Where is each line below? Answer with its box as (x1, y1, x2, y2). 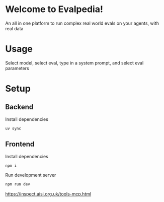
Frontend (5, 140, 35, 149)
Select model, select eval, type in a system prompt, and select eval (5, 59, 144, 66)
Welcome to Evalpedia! (5, 4, 103, 15)
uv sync (5, 126, 22, 131)
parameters (5, 65, 29, 71)
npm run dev (5, 182, 30, 187)
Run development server (5, 172, 56, 178)
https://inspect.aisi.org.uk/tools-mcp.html (5, 191, 92, 197)
